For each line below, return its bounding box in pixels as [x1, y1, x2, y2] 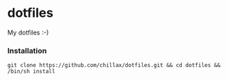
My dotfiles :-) [7, 28, 49, 37]
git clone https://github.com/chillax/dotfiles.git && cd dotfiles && [7, 62, 221, 69]
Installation [7, 46, 48, 56]
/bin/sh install [7, 68, 55, 75]
